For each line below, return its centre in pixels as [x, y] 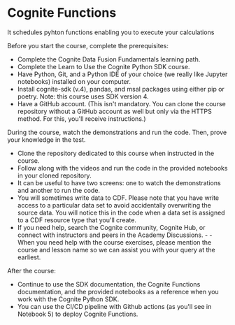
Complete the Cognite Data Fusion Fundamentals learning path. [109, 59]
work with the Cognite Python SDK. [68, 299]
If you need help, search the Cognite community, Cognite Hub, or [111, 227]
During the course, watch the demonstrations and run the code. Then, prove [117, 132]
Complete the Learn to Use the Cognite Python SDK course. [104, 66]
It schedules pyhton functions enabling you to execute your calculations [111, 32]
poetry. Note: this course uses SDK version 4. [83, 96]
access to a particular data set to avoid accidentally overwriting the [114, 205]
